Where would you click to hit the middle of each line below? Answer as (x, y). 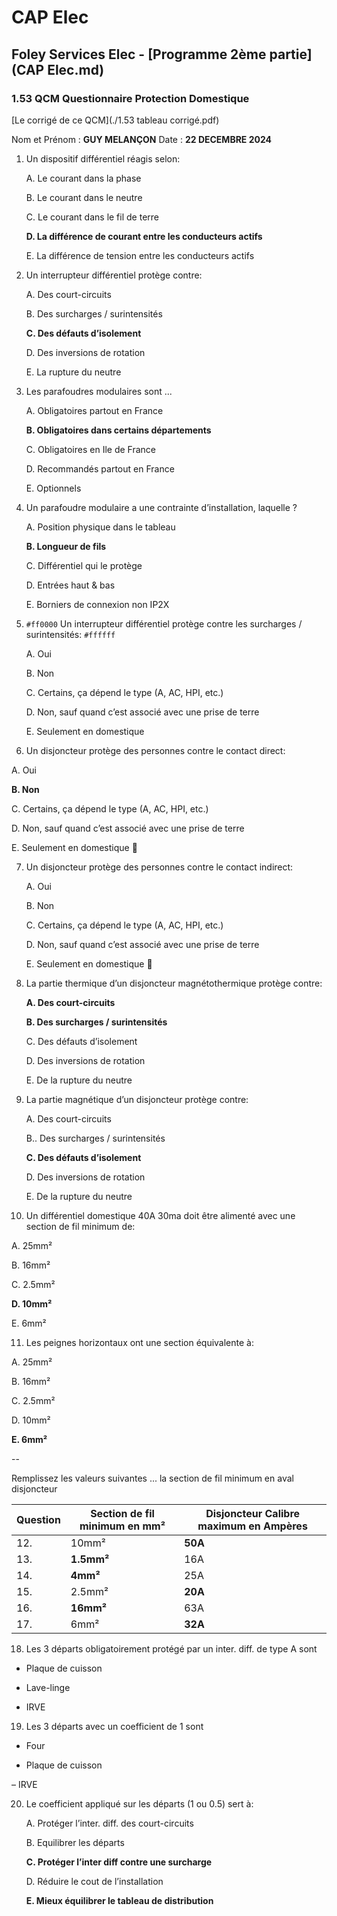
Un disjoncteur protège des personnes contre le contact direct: (155, 750)
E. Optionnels (53, 488)
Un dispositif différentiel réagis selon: (103, 158)
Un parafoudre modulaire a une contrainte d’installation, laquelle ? (161, 507)
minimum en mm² (122, 1526)
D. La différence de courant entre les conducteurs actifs (144, 236)
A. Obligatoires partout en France (94, 410)
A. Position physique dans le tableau (100, 527)
